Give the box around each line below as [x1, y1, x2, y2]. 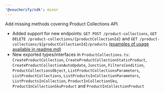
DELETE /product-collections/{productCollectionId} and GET [12, 36, 138, 42]
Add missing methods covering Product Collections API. [5, 21, 120, 27]
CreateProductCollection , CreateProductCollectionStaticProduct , [12, 56, 147, 62]
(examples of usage [108, 41, 149, 47]
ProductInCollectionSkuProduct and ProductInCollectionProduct [12, 83, 145, 89]
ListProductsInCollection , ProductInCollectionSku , [12, 78, 119, 84]
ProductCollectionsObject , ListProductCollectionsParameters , [12, 67, 140, 73]
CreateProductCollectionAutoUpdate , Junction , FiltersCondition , [12, 62, 145, 68]
